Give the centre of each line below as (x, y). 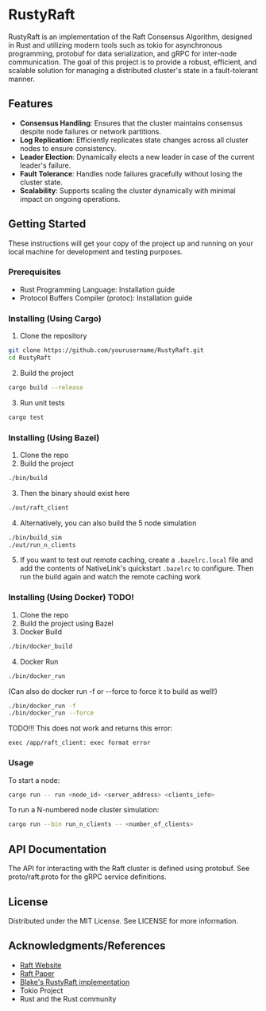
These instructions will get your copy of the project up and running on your (131, 243)
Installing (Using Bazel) (54, 437)
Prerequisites (35, 272)
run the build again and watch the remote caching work (110, 577)
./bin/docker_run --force (51, 713)
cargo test (26, 417)
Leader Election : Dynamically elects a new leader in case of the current (137, 157)
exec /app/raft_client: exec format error (79, 743)
